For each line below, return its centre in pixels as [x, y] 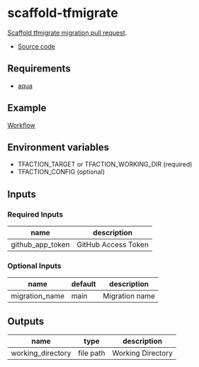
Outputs [26, 321]
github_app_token [40, 244]
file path [91, 354]
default [84, 284]
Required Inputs [35, 214]
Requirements [39, 69]
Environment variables [58, 147]
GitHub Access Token [113, 244]
